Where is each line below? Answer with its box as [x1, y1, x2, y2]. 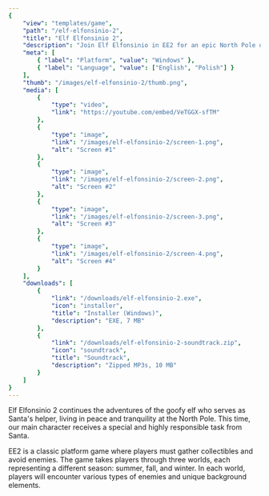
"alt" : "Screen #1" [50, 146, 116, 154]
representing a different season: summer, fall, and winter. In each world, [8, 463, 246, 473]
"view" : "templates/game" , [22, 19, 113, 27]
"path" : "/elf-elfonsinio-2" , [22, 26, 124, 34]
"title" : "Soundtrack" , [50, 354, 130, 362]
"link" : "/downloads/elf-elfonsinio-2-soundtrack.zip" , [50, 339, 242, 347]
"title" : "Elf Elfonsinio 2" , [22, 34, 124, 42]
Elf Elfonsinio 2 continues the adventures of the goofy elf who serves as [8, 406, 246, 415]
